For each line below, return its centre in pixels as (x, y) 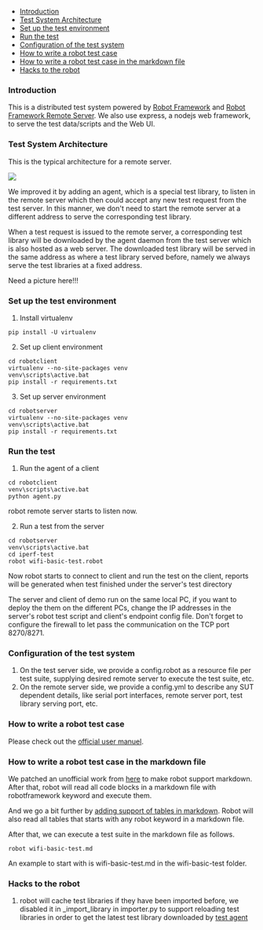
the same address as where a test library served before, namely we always (129, 257)
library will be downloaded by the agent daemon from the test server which (130, 240)
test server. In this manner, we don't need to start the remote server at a (124, 208)
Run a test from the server (62, 527)
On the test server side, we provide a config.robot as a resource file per (135, 671)
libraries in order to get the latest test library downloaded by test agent (134, 917)
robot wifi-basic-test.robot (56, 561)
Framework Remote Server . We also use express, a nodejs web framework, (130, 116)
